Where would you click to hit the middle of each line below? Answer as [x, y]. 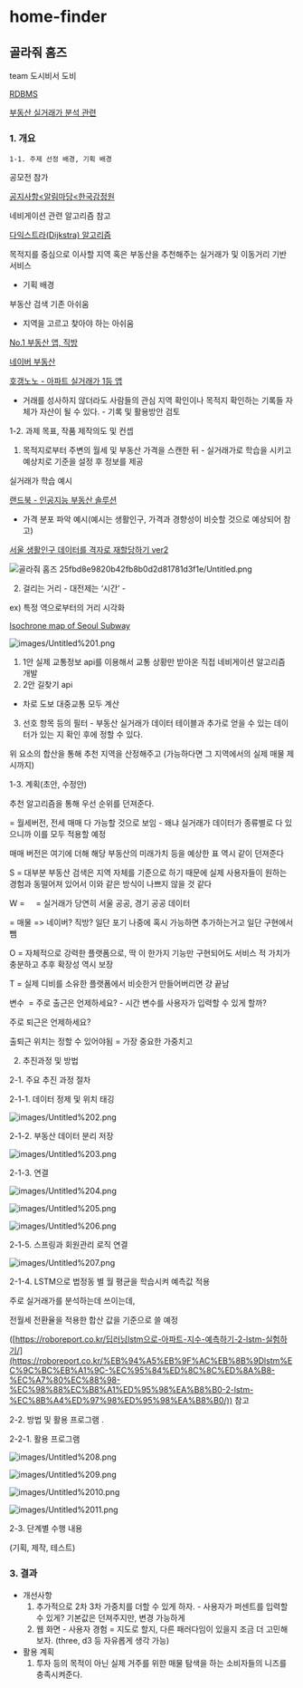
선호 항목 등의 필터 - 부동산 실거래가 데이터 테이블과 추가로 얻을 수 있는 [147, 723]
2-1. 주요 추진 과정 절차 [50, 1080]
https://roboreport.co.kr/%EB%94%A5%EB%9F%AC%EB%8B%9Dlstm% [150, 1361]
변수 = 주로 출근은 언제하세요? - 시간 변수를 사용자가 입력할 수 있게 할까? [138, 1003]
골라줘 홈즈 [38, 52]
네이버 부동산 [33, 362]
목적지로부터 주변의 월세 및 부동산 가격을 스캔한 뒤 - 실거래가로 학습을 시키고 [157, 450]
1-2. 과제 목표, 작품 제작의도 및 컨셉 [71, 431]
